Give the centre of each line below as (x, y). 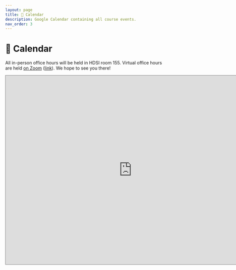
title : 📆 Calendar (24, 15)
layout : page (19, 10)
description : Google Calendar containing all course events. (71, 19)
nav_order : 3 (19, 24)
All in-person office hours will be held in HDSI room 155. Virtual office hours (84, 63)
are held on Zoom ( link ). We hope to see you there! (58, 68)
